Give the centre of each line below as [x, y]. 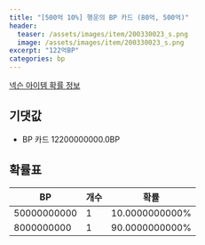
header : [24, 26]
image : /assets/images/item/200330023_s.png [101, 42]
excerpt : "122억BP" [44, 51]
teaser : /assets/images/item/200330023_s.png [103, 34]
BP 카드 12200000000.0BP [71, 139]
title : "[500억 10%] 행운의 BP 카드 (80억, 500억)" [99, 17]
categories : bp [37, 59]
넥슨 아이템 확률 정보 [45, 85]
